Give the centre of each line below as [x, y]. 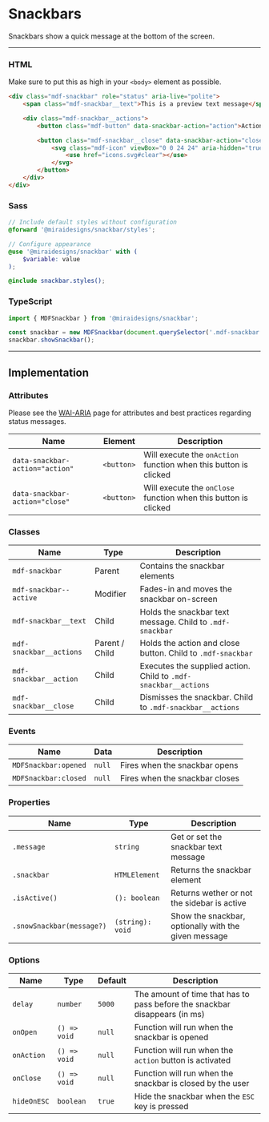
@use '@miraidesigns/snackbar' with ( [73, 252]
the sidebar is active [209, 902]
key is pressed [161, 1107]
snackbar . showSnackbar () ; [51, 340]
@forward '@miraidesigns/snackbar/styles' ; [82, 230]
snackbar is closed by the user [192, 1084]
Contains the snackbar [182, 566]
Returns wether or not [212, 893]
